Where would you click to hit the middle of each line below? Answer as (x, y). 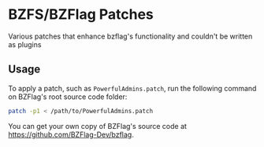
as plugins (25, 44)
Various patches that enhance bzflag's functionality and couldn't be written (130, 36)
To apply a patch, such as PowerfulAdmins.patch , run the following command (132, 88)
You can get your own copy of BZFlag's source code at (98, 126)
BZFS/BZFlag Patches (81, 15)
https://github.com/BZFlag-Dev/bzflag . (71, 134)
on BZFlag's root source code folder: (68, 97)
